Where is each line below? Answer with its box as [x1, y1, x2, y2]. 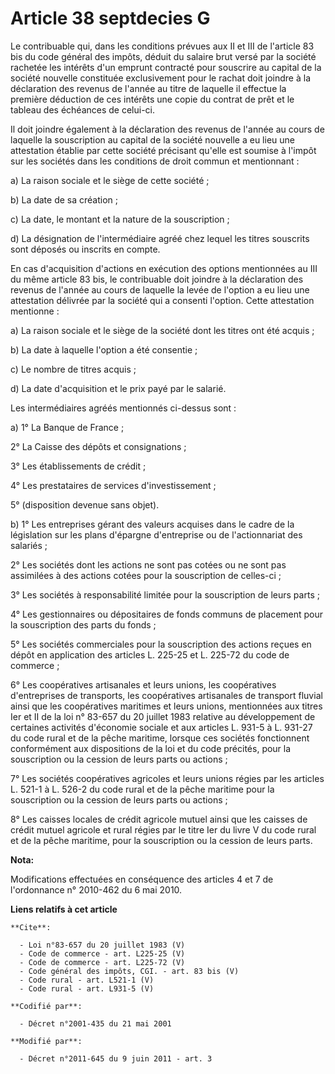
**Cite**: [10, 922, 52, 932]
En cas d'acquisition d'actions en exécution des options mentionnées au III [10, 262, 318, 274]
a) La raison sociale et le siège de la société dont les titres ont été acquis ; [10, 324, 315, 336]
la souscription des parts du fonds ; [10, 618, 157, 631]
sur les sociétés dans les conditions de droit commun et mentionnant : [10, 155, 300, 167]
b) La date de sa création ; [10, 193, 119, 206]
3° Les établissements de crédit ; [10, 460, 147, 472]
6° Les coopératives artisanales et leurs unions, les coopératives [10, 678, 277, 691]
